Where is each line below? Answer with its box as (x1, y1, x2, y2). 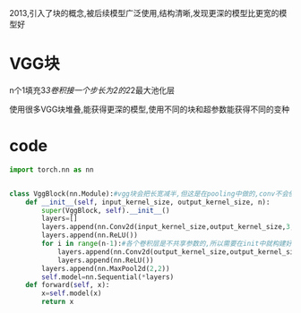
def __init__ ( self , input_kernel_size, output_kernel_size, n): (25, 198, 271, 207)
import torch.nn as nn (9, 165, 94, 174)
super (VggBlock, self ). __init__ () (41, 206, 170, 215)
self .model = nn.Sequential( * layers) (41, 272, 175, 282)
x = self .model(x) (41, 289, 102, 298)
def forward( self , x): (25, 281, 110, 290)
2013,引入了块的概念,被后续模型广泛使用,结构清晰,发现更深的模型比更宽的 (9, 8, 279, 18)
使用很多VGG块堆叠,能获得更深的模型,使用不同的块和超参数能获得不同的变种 (9, 104, 290, 114)
